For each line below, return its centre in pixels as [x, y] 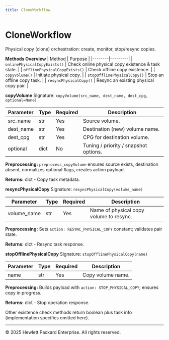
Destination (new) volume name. [121, 129]
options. [92, 152]
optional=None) [21, 100]
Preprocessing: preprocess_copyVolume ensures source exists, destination [82, 164]
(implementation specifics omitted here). [47, 318]
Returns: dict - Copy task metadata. [43, 179]
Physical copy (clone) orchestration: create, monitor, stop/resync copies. [80, 49]
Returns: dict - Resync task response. [45, 244]
